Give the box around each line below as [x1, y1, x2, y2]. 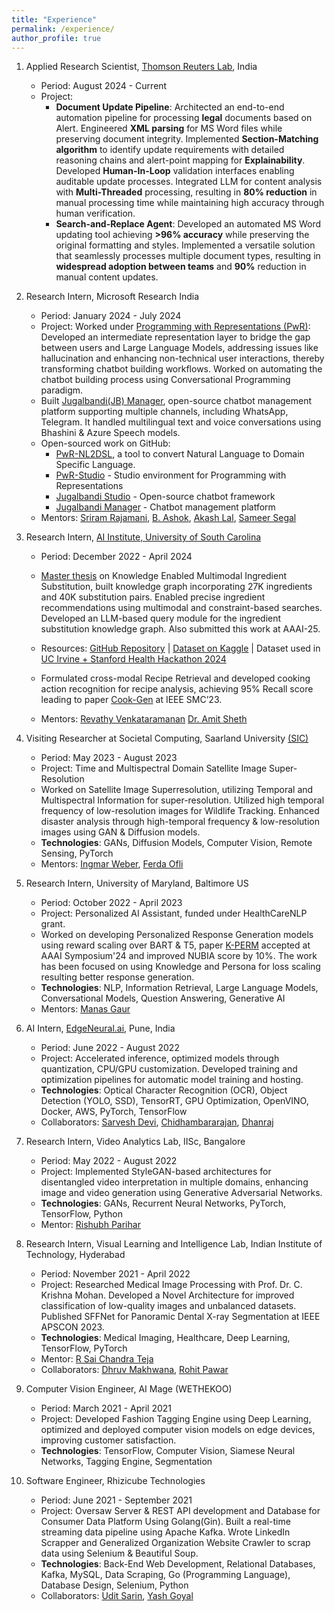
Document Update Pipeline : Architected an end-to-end [55, 101, 285, 113]
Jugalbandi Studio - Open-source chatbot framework [55, 491, 276, 503]
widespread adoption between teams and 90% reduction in [55, 261, 307, 273]
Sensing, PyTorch [40, 847, 114, 860]
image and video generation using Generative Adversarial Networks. [40, 1187, 323, 1199]
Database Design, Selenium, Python [40, 1579, 189, 1591]
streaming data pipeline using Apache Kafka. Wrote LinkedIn [40, 1526, 291, 1538]
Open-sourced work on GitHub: [40, 437, 171, 450]
